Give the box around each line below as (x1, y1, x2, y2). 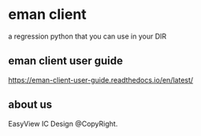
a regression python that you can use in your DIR (8, 31, 167, 41)
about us (8, 98, 53, 112)
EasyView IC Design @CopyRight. (8, 119, 118, 128)
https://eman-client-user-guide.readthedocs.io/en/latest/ (8, 75, 194, 84)
